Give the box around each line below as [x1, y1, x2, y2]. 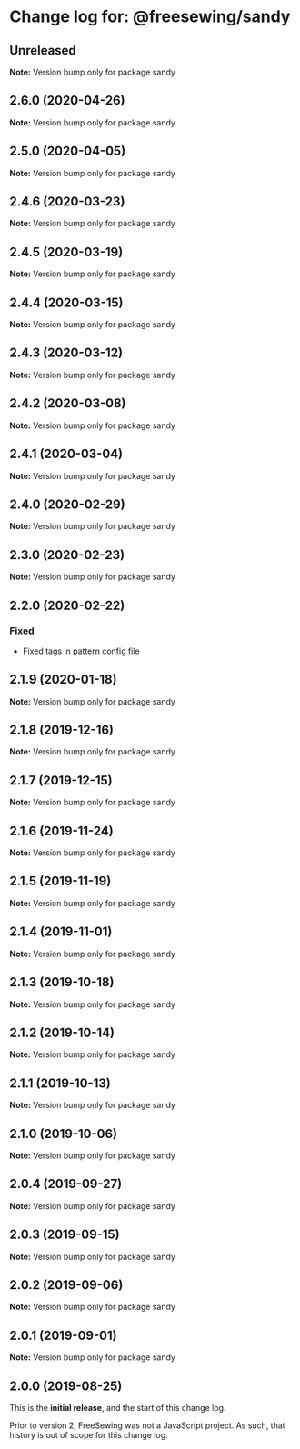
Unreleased [9, 43, 77, 58]
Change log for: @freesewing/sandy [9, 6, 291, 27]
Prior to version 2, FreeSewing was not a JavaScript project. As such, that [9, 1420, 285, 1431]
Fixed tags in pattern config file [22, 645, 140, 656]
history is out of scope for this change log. [9, 1430, 168, 1440]
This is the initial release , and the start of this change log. [9, 1403, 226, 1413]
